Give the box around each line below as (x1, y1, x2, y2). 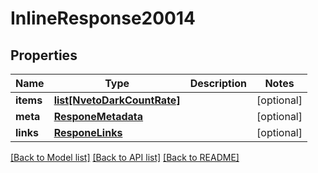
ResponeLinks (53, 126, 123, 139)
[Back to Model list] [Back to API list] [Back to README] (10, 152, 240, 163)
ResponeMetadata (53, 110, 144, 123)
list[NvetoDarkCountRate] (53, 93, 181, 107)
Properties (10, 47, 78, 64)
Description (189, 77, 248, 90)
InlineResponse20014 (10, 7, 197, 30)
